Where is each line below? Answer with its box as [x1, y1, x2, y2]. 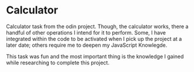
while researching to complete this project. [6, 59, 110, 66]
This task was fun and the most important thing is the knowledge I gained [6, 53, 184, 60]
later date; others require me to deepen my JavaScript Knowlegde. [6, 42, 168, 49]
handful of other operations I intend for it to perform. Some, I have [6, 29, 166, 36]
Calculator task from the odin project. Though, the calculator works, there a [6, 23, 189, 30]
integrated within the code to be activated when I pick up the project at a [6, 35, 182, 42]
